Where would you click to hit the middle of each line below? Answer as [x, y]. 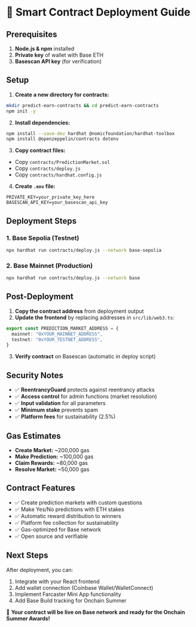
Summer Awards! [28, 618]
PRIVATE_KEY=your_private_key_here [50, 197]
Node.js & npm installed [45, 48]
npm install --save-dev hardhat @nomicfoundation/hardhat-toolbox [91, 133]
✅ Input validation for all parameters [60, 403]
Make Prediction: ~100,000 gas [54, 456]
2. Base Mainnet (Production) [50, 266]
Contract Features [41, 488]
